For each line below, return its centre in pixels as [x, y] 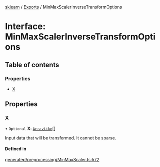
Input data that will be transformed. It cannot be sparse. [61, 138]
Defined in [16, 149]
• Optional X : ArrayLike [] [30, 128]
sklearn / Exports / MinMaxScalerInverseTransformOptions [64, 7]
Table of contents [32, 65]
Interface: [25, 27]
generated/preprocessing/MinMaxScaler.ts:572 [52, 159]
